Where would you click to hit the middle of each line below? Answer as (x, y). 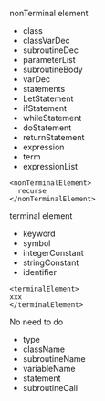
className (44, 349)
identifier (40, 272)
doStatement (47, 128)
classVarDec (46, 41)
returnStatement (53, 137)
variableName (49, 369)
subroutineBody (53, 69)
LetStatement (48, 98)
